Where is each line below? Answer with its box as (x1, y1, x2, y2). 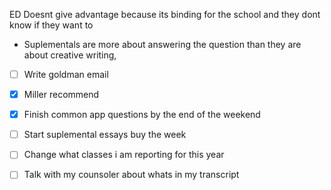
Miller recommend (23, 89, 100, 101)
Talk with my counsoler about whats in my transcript (23, 169, 240, 181)
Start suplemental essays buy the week (23, 129, 187, 141)
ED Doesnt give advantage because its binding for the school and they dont (9, 9, 321, 20)
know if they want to (9, 19, 94, 31)
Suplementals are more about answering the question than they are (23, 39, 302, 50)
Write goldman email (23, 69, 109, 80)
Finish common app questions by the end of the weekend (23, 109, 261, 121)
